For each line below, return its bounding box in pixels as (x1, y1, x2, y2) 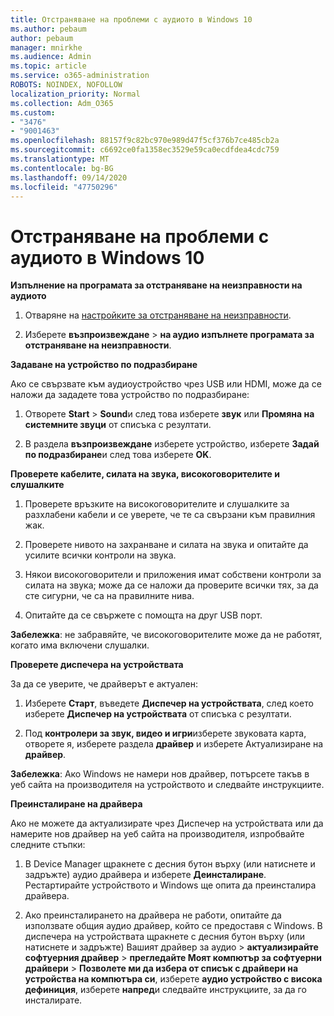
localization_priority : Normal (10, 89, 141, 99)
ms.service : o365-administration (10, 71, 150, 81)
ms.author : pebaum (10, 24, 87, 34)
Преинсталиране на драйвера (10, 798, 143, 810)
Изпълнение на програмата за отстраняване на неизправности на (10, 279, 303, 291)
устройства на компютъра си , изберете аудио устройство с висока (24, 973, 323, 985)
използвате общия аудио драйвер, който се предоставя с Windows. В (24, 920, 323, 932)
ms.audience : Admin (10, 52, 92, 62)
